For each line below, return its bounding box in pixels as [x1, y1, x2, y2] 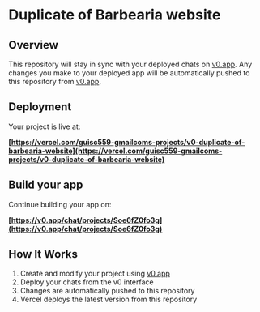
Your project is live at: [8, 122, 81, 131]
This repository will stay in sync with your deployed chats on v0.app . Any [8, 59, 253, 69]
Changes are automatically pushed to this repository [19, 286, 195, 296]
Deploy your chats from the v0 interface [19, 277, 154, 287]
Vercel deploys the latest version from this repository [19, 294, 198, 305]
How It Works [8, 247, 79, 261]
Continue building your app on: [8, 199, 112, 209]
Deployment [8, 100, 72, 114]
